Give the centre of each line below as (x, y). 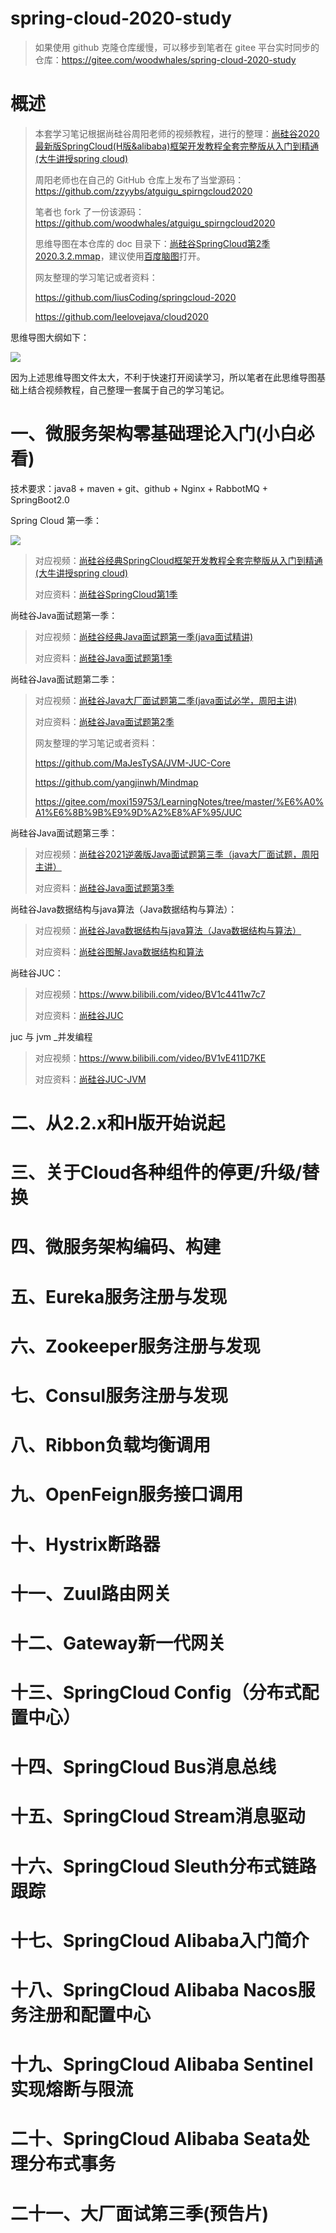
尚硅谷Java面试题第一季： (64, 615)
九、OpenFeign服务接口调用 (127, 1494)
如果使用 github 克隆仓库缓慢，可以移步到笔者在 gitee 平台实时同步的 (177, 47)
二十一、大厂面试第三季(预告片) (140, 2213)
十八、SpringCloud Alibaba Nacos (154, 1990)
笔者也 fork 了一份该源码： (89, 211)
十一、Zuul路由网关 (91, 1593)
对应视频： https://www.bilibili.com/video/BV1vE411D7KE (150, 1058)
